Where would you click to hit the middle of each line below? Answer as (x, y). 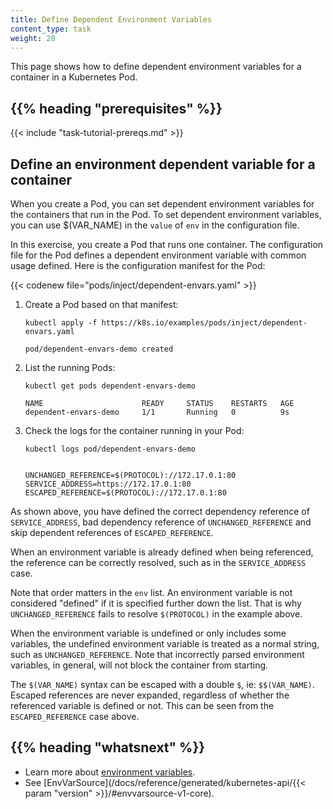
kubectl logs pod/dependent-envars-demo (110, 449)
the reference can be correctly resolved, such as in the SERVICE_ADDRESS (158, 562)
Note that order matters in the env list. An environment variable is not (151, 592)
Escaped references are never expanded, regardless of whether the (150, 695)
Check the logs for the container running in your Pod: (134, 430)
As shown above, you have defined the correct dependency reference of (160, 511)
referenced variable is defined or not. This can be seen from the (142, 705)
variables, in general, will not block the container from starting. (139, 665)
